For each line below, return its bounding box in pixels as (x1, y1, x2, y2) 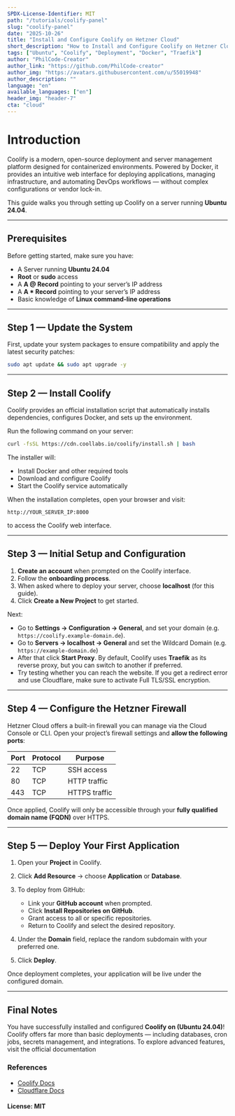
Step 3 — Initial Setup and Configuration (7, 548, 186, 560)
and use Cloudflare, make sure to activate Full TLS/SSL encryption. (17, 675, 211, 684)
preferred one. (17, 943, 59, 951)
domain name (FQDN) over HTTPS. (7, 813, 110, 821)
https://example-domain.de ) (17, 646, 99, 654)
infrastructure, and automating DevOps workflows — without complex (7, 177, 208, 186)
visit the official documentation (7, 1045, 97, 1054)
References (7, 1063, 48, 1073)
